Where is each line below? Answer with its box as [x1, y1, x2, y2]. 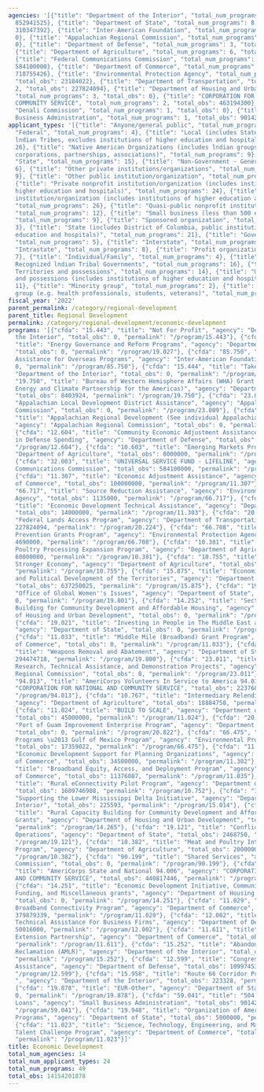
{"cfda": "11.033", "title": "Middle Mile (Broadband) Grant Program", [15, 633, 255, 641]
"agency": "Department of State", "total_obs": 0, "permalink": [15, 626, 230, 634]
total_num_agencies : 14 [8, 1050, 86, 1058]
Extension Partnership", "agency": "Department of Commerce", [15, 933, 223, 941]
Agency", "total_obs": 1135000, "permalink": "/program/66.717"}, [15, 494, 237, 502]
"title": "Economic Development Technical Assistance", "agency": [15, 501, 237, 510]
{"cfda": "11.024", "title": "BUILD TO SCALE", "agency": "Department [15, 706, 251, 714]
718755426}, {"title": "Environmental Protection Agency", [15, 70, 213, 78]
